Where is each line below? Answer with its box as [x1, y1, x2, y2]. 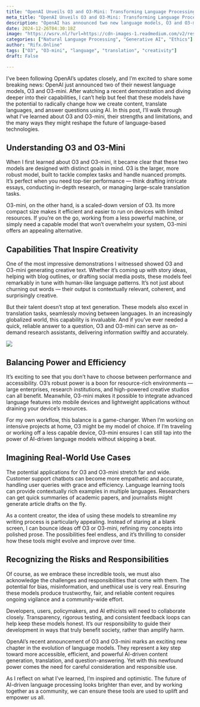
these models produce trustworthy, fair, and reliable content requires [6, 589, 175, 597]
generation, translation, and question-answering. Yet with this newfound [6, 657, 183, 664]
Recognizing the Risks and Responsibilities [6, 554, 169, 564]
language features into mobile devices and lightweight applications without [6, 399, 190, 406]
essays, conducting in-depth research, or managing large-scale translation [6, 184, 190, 191]
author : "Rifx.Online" [6, 42, 62, 48]
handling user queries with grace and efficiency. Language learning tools [6, 481, 186, 488]
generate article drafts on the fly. [6, 500, 87, 507]
